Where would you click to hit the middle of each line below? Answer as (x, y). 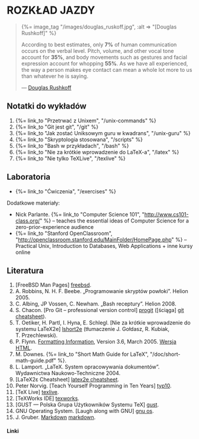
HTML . (23, 348)
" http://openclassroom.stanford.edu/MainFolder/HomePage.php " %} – (101, 239)
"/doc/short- (165, 354)
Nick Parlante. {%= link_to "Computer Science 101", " (80, 214)
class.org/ (28, 221)
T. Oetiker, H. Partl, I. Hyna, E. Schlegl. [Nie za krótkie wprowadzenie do (103, 323)
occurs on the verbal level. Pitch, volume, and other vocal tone (97, 50)
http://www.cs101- (166, 214)
